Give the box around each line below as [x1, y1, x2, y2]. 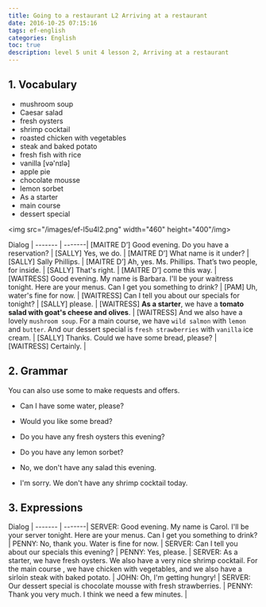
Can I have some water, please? [19, 401, 125, 411]
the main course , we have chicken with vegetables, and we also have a [8, 564, 242, 574]
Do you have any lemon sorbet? [19, 447, 124, 457]
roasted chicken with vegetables [19, 133, 127, 142]
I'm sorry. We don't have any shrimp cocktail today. [19, 478, 188, 488]
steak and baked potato [19, 141, 98, 151]
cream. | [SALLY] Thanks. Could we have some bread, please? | [8, 333, 217, 342]
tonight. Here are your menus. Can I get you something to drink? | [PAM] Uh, [8, 282, 258, 291]
